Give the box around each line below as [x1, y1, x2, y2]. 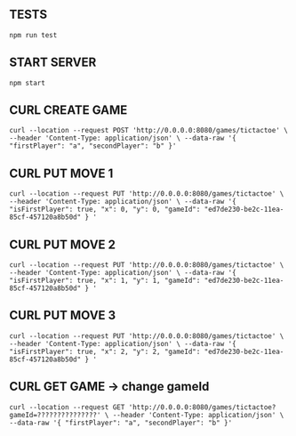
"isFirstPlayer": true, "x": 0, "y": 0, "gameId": [9, 205, 201, 214]
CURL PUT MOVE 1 [9, 166, 114, 181]
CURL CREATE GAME [9, 102, 128, 118]
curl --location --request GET [9, 402, 125, 412]
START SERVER [9, 55, 97, 70]
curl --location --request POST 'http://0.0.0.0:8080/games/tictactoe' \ [9, 126, 289, 135]
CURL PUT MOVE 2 [9, 237, 116, 252]
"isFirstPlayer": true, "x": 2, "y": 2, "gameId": [9, 347, 201, 356]
